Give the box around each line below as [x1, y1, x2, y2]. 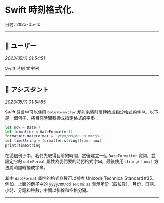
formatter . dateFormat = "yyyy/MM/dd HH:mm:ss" [5, 134, 102, 139]
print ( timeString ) [5, 143, 42, 148]
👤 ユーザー [5, 42, 37, 50]
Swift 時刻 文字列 [5, 65, 39, 71]
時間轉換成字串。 [13, 164, 48, 170]
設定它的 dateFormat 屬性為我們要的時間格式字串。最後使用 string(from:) [5, 158, 153, 164]
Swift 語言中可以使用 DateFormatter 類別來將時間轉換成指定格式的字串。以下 [5, 109, 159, 115]
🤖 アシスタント [5, 86, 49, 94]
